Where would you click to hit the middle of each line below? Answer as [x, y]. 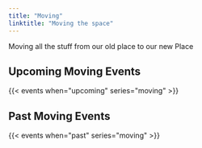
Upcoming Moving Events [75, 71]
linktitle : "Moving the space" [61, 23]
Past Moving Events [59, 116]
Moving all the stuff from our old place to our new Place [101, 46]
